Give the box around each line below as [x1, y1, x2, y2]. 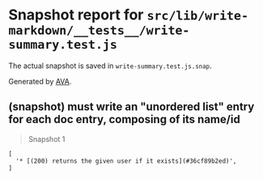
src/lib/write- [146, 8, 249, 23]
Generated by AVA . [8, 76, 72, 86]
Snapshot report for [8, 6, 144, 24]
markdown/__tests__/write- [8, 23, 190, 38]
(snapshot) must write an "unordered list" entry [8, 100, 255, 114]
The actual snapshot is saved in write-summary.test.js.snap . [8, 61, 212, 70]
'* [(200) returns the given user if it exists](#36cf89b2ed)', [15, 156, 237, 165]
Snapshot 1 [28, 134, 66, 143]
